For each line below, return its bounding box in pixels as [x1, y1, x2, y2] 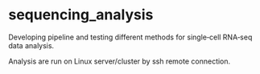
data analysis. [8, 40, 55, 50]
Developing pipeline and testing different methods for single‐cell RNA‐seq [8, 32, 253, 42]
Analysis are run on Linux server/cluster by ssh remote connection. [8, 56, 231, 66]
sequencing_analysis [8, 6, 154, 24]
